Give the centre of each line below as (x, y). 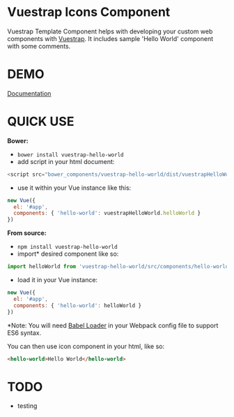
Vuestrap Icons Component (89, 12)
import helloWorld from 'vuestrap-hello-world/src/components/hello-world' (119, 267)
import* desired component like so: (68, 254)
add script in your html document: (66, 161)
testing (27, 406)
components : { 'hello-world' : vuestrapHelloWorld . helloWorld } (107, 213)
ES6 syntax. (24, 333)
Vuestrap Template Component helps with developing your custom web (110, 31)
